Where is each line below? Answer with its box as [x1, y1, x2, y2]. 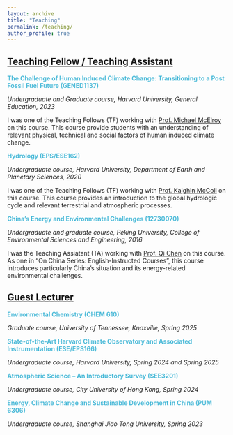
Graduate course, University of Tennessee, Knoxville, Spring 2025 [7, 323, 197, 332]
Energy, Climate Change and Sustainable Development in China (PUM [7, 399, 212, 407]
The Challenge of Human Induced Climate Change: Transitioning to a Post [7, 74, 225, 82]
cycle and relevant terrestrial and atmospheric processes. [7, 201, 172, 209]
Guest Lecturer [7, 291, 74, 304]
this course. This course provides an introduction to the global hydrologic [7, 193, 218, 202]
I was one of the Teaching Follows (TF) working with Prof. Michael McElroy [7, 116, 221, 124]
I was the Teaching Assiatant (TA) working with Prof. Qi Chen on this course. [7, 249, 226, 258]
